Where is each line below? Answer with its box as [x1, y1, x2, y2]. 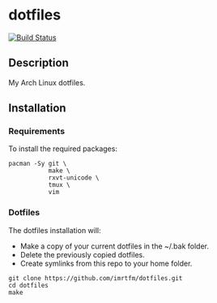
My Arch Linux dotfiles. [8, 77, 86, 87]
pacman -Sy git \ [8, 160, 67, 168]
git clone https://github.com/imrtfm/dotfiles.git [8, 274, 183, 282]
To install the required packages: [8, 144, 117, 154]
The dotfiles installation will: [8, 225, 101, 235]
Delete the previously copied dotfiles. [19, 249, 145, 259]
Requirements [8, 126, 66, 137]
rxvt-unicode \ [48, 174, 100, 182]
